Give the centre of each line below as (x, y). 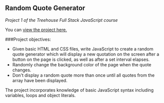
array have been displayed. (40, 80)
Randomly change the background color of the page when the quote (82, 64)
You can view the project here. (36, 30)
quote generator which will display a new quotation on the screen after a (86, 54)
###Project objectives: (28, 39)
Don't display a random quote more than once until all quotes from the (83, 75)
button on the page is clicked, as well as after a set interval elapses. (81, 59)
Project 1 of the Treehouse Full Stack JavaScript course (62, 20)
